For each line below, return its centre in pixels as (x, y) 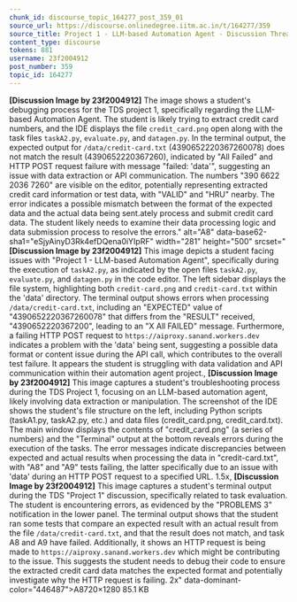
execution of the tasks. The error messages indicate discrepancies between (148, 448)
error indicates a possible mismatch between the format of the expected (141, 204)
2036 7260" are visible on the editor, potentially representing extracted (138, 185)
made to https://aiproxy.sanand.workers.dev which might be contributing (145, 552)
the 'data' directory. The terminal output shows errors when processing (139, 297)
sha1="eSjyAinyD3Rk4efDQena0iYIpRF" (81, 241)
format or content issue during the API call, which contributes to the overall (146, 354)
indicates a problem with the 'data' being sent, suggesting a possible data (144, 344)
